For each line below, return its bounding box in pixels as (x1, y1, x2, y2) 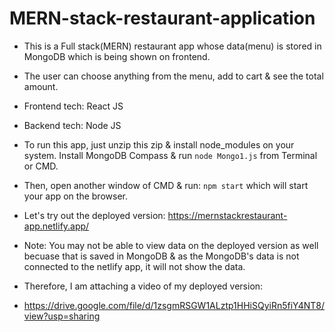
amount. (23, 80, 59, 92)
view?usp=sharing (23, 310, 101, 322)
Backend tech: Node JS (23, 119, 122, 131)
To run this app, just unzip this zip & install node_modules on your (23, 138, 295, 151)
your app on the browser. (23, 190, 128, 202)
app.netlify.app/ (23, 220, 90, 232)
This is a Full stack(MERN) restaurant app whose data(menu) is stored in (23, 40, 322, 52)
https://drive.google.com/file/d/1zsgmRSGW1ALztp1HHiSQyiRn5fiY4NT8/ (23, 299, 325, 311)
